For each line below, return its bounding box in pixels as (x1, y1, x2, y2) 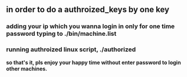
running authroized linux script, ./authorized (6, 45, 136, 53)
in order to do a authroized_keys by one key (6, 5, 170, 15)
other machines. (6, 65, 48, 72)
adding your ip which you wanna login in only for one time (6, 22, 175, 31)
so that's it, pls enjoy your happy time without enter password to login (6, 59, 181, 66)
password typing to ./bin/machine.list (6, 29, 117, 38)
